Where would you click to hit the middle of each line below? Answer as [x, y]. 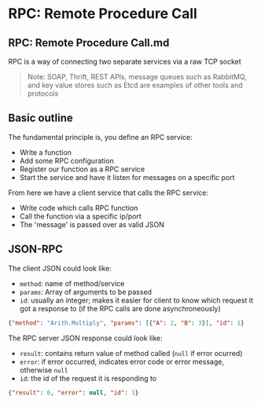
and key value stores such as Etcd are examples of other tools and [135, 85]
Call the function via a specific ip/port [80, 216]
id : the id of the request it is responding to [88, 378]
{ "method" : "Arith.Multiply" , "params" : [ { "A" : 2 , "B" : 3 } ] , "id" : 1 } [127, 323]
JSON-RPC [35, 250]
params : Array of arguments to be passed [85, 292]
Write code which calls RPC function [79, 208]
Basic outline [40, 118]
